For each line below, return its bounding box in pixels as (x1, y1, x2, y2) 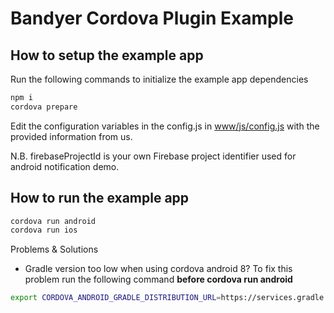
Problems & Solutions (10, 243, 99, 256)
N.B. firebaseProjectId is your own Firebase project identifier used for (10, 150, 297, 162)
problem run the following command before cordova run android (24, 273, 293, 286)
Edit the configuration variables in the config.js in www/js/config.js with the (10, 120, 320, 132)
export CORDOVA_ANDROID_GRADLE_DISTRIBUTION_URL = (10, 293, 222, 303)
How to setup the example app (10, 47, 204, 64)
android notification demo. (10, 160, 120, 172)
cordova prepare (10, 102, 78, 112)
